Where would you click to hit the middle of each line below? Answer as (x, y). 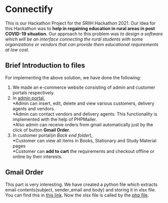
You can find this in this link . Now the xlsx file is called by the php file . (77, 195)
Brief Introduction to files (45, 65)
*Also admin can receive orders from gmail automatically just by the (83, 124)
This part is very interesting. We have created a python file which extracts (81, 184)
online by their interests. (37, 156)
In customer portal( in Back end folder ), (52, 135)
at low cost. (17, 50)
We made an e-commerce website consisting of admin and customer (84, 87)
